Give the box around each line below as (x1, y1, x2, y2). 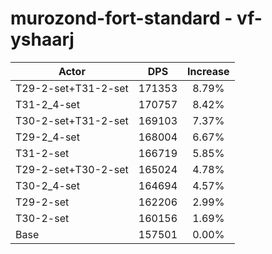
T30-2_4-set (15, 178, 80, 192)
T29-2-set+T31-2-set (15, 81, 129, 95)
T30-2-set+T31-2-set (15, 113, 129, 127)
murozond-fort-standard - (10, 7, 233, 30)
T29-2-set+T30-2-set (15, 162, 129, 176)
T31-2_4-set (15, 97, 80, 111)
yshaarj (10, 28, 75, 51)
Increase (187, 64, 230, 78)
